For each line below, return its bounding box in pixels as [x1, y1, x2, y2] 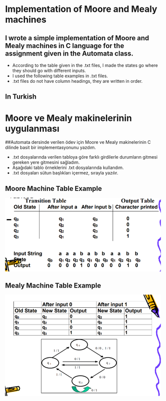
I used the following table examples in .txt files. [12, 73, 108, 79]
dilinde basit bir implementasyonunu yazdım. [5, 145, 96, 151]
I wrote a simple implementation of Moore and [5, 34, 149, 42]
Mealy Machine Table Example [5, 281, 101, 289]
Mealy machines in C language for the [5, 41, 124, 50]
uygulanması [5, 123, 60, 134]
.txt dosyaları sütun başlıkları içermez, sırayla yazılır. [12, 170, 119, 176]
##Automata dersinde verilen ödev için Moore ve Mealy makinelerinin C [5, 139, 151, 145]
